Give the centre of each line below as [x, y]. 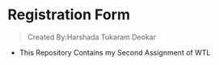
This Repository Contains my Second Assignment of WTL [115, 52]
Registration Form [69, 15]
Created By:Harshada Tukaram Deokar [92, 37]
